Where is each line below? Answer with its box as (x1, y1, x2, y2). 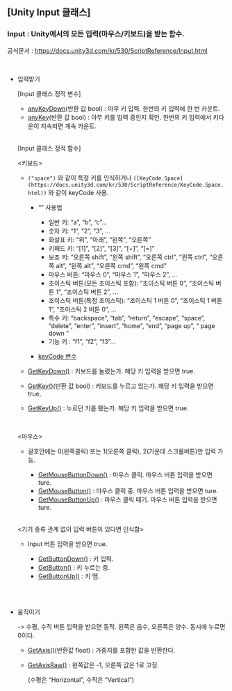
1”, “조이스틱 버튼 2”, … (56, 288, 119, 296)
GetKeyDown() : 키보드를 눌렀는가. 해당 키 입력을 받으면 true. (27, 366, 196, 375)
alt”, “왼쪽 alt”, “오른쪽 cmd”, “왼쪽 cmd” (56, 261, 167, 270)
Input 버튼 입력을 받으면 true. (27, 539, 108, 548)
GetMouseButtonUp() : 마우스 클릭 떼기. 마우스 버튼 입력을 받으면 (38, 495, 217, 504)
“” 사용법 (38, 203, 63, 211)
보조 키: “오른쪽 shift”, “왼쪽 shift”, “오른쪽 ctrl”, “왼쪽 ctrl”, (48, 253, 208, 261)
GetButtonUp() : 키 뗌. (38, 572, 100, 580)
